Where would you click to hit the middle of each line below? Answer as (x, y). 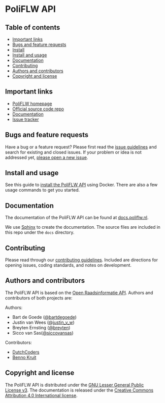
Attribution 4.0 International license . (41, 395)
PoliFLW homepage (32, 103)
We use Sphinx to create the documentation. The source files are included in (83, 227)
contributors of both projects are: (39, 298)
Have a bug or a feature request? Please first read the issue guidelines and (81, 147)
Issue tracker (26, 119)
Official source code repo (38, 109)
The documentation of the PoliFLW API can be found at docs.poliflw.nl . (77, 218)
